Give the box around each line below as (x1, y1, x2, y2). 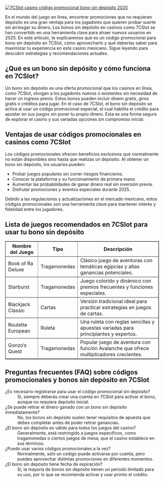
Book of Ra (8, 260, 33, 267)
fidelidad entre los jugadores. (5, 206, 64, 212)
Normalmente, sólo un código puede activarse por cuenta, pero (17, 451, 145, 457)
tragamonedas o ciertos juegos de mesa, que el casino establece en (17, 435, 155, 441)
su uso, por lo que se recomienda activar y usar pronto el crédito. (17, 472, 149, 478)
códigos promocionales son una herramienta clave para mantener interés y (5, 201, 156, 207)
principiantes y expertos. (80, 331, 137, 337)
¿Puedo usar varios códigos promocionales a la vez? (5, 446, 111, 452)
